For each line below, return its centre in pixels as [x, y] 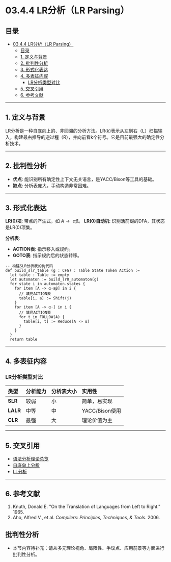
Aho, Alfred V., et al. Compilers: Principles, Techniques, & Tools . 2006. [86, 517]
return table [24, 340]
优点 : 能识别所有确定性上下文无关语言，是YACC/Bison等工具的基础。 [84, 179]
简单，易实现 [97, 401]
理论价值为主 [97, 420]
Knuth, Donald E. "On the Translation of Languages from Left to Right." [87, 506]
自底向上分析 [26, 465]
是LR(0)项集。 [20, 227]
